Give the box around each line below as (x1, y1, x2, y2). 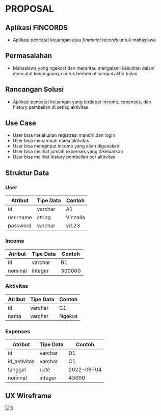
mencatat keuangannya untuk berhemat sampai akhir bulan (12, 70, 138, 76)
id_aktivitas (8, 358, 35, 365)
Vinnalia (66, 214, 85, 221)
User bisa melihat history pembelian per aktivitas (12, 154, 116, 160)
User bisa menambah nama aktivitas (12, 138, 89, 144)
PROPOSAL (5, 3, 55, 15)
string (37, 214, 51, 221)
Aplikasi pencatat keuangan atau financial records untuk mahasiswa (12, 37, 156, 43)
